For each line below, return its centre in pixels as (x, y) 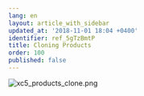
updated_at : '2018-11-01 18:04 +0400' (73, 30)
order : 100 (27, 53)
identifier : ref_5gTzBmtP (51, 38)
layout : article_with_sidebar (59, 23)
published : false (37, 61)
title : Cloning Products (50, 46)
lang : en (23, 16)
